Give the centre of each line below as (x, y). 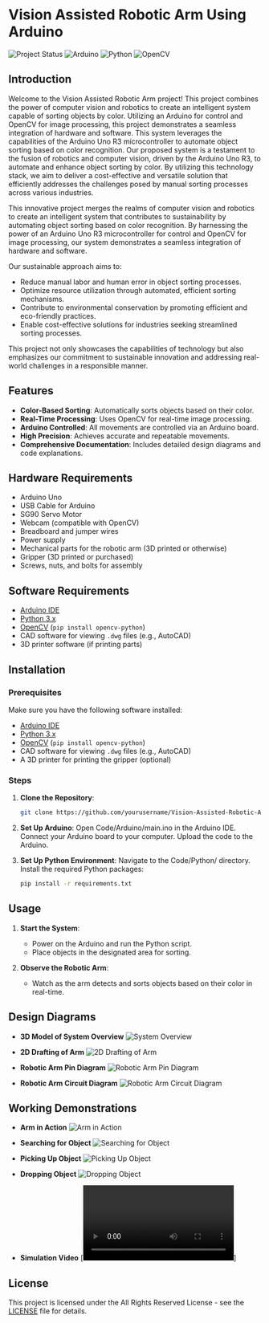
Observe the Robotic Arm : (64, 967)
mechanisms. (42, 299)
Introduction (40, 79)
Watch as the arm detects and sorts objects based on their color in (142, 983)
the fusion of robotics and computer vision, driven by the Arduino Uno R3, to (134, 158)
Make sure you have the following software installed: (96, 710)
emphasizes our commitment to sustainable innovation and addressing (125, 357)
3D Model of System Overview (72, 1036)
